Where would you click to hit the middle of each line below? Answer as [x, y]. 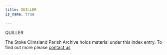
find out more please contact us [38, 47]
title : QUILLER [21, 10]
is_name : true [20, 14]
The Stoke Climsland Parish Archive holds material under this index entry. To [84, 42]
